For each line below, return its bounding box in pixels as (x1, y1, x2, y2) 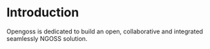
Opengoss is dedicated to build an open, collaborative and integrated (6, 27, 203, 35)
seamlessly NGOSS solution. (6, 34, 88, 42)
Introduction (6, 5, 79, 20)
